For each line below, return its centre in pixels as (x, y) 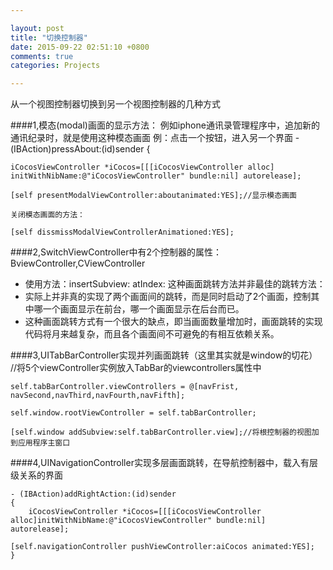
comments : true (42, 56)
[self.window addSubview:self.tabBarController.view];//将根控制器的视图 (161, 432)
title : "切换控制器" (49, 37)
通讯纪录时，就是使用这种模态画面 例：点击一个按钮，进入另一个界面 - (155, 138)
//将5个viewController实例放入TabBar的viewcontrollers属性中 (136, 368)
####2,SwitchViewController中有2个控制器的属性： (116, 252)
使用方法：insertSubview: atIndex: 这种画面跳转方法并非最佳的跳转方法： (175, 284)
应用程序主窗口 (44, 443)
